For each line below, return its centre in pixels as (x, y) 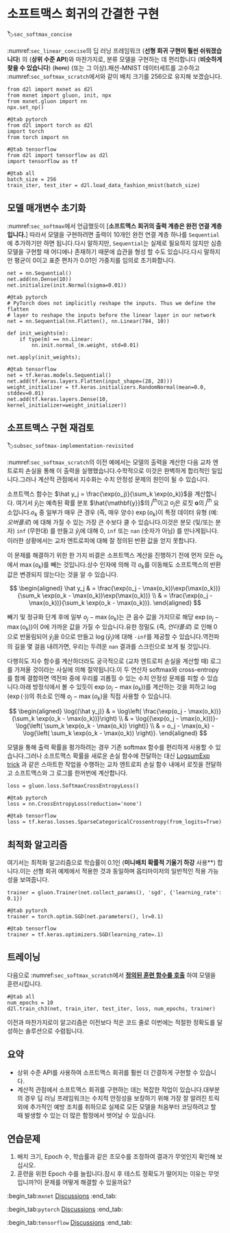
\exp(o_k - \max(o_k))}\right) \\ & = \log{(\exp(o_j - (108, 719)
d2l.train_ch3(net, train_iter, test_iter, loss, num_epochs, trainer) (111, 1009)
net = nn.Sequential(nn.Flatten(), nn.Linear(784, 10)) (88, 321)
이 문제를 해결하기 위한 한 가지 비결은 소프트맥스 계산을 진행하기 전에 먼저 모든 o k (115, 556)
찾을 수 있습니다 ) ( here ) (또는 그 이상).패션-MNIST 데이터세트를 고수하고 (103, 68)
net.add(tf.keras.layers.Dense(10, (58, 399)
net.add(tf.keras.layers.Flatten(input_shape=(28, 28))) (90, 381)
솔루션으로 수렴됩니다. (54, 1031)
